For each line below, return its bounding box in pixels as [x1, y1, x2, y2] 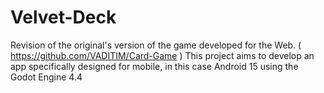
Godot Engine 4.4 [10, 71, 83, 83]
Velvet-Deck [10, 6, 117, 29]
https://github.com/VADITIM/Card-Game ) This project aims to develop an [10, 49, 315, 61]
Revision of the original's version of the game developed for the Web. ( [10, 39, 302, 51]
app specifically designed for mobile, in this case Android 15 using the [10, 60, 299, 72]
